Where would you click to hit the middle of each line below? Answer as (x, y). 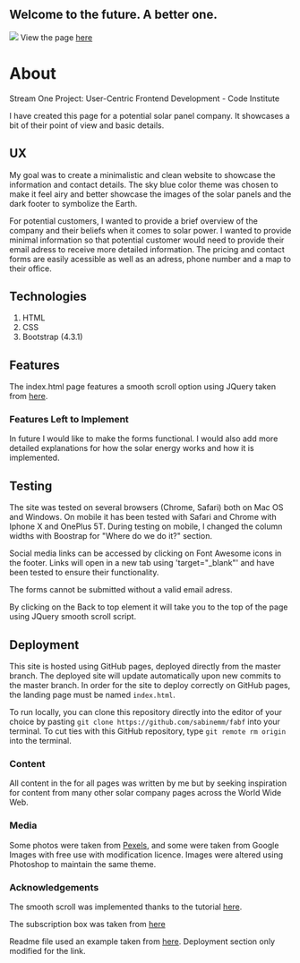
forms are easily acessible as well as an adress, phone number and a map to (150, 259)
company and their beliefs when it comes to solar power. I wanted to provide (150, 230)
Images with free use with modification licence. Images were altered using (146, 855)
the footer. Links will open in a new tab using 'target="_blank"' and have (142, 563)
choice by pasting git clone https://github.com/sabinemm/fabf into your (145, 722)
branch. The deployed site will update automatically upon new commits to (146, 676)
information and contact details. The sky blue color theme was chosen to (144, 184)
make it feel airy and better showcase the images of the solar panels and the (150, 194)
